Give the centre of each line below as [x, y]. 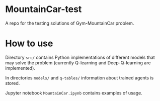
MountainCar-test [44, 9]
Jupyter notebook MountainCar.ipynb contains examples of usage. [74, 93]
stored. [13, 83]
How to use [29, 43]
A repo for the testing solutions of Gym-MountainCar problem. [70, 23]
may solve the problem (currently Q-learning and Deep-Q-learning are [78, 63]
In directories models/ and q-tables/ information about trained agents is [79, 78]
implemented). [20, 68]
